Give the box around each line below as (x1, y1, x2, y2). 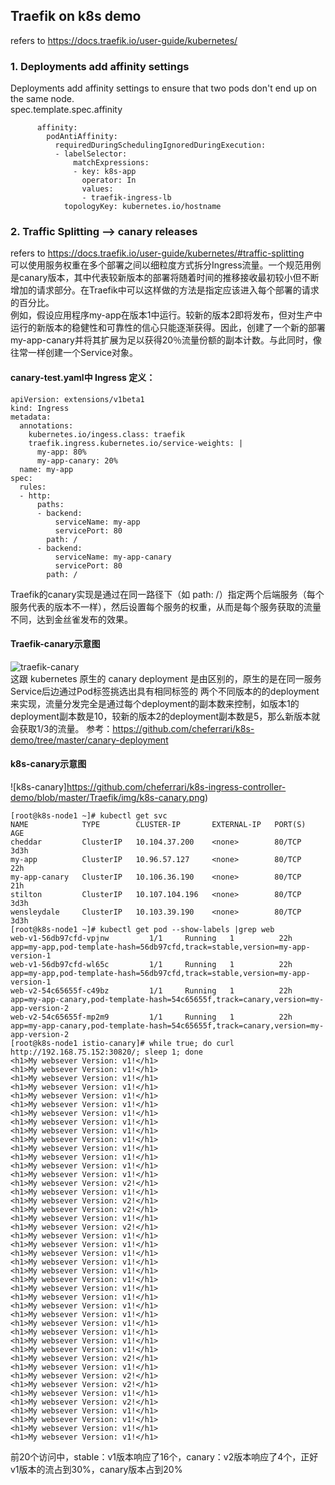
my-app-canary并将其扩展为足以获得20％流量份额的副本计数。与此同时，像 (10, 334, 323, 346)
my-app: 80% (36, 447, 87, 457)
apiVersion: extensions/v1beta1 (10, 394, 145, 404)
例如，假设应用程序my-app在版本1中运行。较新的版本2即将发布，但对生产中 (10, 309, 323, 321)
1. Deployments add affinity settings (10, 59, 190, 73)
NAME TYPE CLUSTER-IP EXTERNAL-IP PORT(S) (10, 820, 307, 830)
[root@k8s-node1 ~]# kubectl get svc (10, 811, 168, 821)
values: (81, 184, 114, 194)
